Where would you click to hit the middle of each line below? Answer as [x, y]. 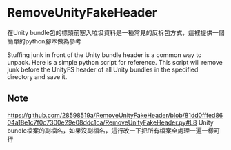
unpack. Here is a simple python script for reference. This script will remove [115, 62]
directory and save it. [37, 76]
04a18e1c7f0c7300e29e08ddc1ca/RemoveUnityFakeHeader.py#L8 [102, 122]
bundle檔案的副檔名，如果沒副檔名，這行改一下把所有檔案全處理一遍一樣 [111, 130]
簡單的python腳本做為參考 [44, 41]
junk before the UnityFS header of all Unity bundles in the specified [103, 69]
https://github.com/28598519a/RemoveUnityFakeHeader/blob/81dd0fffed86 [115, 115]
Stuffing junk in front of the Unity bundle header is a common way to [104, 55]
